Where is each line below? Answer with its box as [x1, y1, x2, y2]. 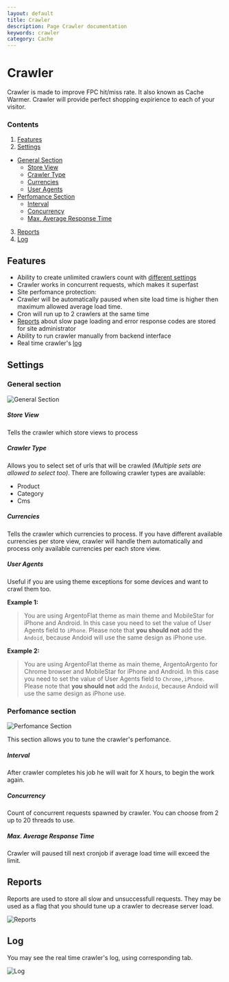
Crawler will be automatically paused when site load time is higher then [16, 295, 219, 303]
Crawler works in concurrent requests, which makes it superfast [16, 281, 199, 289]
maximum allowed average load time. [16, 303, 123, 311]
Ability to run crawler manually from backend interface [16, 331, 171, 340]
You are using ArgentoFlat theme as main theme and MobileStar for [23, 611, 215, 620]
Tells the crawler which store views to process [7, 428, 138, 437]
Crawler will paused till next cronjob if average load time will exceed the [7, 849, 210, 857]
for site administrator [16, 325, 77, 333]
